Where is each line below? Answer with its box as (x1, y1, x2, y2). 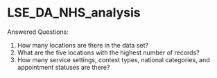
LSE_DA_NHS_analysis (7, 5, 141, 21)
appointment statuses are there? (17, 63, 110, 71)
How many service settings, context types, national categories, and (17, 55, 210, 64)
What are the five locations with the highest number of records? (17, 48, 200, 57)
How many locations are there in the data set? (17, 41, 149, 49)
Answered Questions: (7, 28, 69, 36)
